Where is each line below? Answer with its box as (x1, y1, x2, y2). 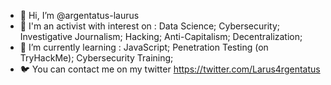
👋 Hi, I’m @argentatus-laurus (19, 10, 140, 21)
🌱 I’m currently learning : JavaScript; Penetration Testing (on (19, 41, 269, 53)
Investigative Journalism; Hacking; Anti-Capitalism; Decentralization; (19, 31, 303, 42)
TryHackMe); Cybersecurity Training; (19, 52, 174, 64)
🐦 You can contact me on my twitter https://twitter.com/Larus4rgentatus (19, 63, 321, 75)
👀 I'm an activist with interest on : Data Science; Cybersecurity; (19, 20, 281, 32)
